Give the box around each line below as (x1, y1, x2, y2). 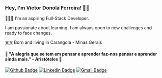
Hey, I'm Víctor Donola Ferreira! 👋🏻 (5, 4, 90, 11)
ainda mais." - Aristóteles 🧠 (5, 56, 62, 62)
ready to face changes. (5, 30, 52, 36)
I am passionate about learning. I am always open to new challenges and (5, 25, 152, 31)
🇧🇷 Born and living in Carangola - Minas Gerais (5, 39, 102, 45)
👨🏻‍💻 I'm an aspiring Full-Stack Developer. (5, 16, 89, 21)
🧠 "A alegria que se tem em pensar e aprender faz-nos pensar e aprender (5, 51, 157, 57)
